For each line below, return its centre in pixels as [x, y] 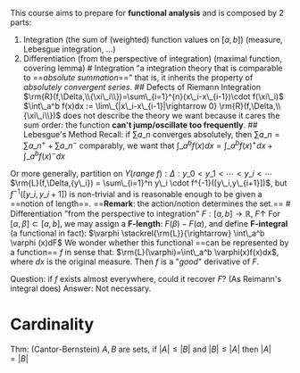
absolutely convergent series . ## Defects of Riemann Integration [142, 87]
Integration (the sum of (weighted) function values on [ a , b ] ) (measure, [153, 40]
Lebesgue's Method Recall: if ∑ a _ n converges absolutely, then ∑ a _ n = [151, 134]
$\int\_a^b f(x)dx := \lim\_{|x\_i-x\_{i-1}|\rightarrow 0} [120, 106]
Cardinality [52, 324]
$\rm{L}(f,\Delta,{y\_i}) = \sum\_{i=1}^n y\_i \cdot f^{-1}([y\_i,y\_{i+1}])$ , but [149, 183]
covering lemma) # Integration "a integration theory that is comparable [153, 68]
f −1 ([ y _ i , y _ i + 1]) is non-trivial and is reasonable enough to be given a [136, 193]
